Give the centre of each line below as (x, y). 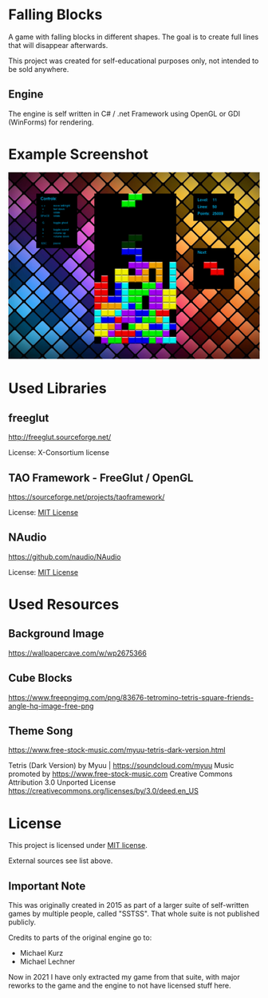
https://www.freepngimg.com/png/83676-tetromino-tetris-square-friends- (131, 697)
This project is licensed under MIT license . (78, 846)
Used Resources (64, 605)
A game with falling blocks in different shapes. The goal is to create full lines (134, 37)
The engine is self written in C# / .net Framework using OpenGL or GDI (124, 113)
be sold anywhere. (39, 69)
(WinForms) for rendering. (51, 122)
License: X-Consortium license (59, 453)
